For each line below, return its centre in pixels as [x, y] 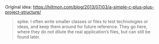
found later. [29, 37]
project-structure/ [23, 12]
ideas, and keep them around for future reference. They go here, [82, 27]
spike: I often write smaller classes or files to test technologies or [82, 22]
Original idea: [19, 7]
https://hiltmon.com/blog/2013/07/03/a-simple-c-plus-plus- [93, 7]
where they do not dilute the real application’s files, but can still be [84, 32]
